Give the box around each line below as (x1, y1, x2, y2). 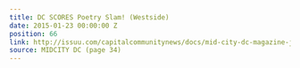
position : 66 (9, 29, 58, 38)
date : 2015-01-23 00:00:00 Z (9, 21, 118, 30)
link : (9, 37, 29, 47)
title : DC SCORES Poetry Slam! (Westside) (9, 12, 170, 22)
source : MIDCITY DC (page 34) (9, 46, 122, 55)
